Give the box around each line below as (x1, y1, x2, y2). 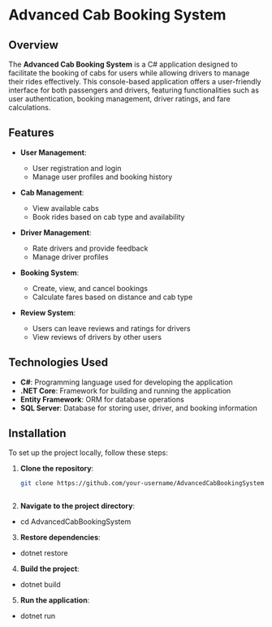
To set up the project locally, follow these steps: (8, 448, 169, 457)
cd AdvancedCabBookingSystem (19, 517, 132, 526)
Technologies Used (8, 355, 108, 370)
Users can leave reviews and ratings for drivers (32, 323, 191, 333)
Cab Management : (19, 187, 84, 197)
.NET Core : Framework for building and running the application (19, 385, 231, 395)
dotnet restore (19, 548, 68, 558)
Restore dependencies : (19, 533, 101, 543)
